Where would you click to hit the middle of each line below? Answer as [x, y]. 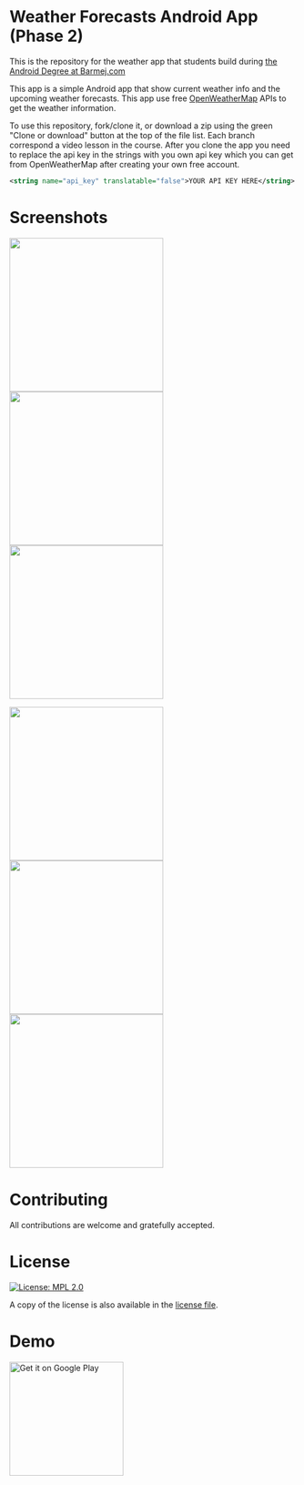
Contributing [59, 1200]
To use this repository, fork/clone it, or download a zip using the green [141, 126]
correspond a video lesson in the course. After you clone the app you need [150, 145]
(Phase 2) [46, 36]
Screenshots [59, 218]
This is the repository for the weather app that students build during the [143, 61]
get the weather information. [63, 107]
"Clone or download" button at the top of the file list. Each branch [132, 135]
